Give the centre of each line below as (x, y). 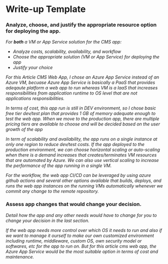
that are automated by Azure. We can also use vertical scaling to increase (82, 160)
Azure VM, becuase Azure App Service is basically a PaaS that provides (80, 82)
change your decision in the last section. (47, 220)
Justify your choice (33, 67)
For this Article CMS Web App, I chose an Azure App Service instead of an (82, 77)
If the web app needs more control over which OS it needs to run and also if (84, 230)
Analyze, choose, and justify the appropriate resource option (81, 25)
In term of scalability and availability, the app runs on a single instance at (81, 139)
